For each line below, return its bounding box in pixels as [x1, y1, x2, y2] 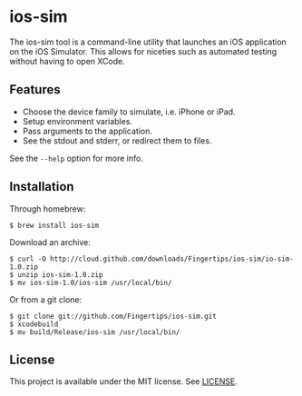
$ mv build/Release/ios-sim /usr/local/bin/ [9, 327, 180, 337]
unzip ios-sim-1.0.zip [17, 270, 103, 279]
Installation [9, 179, 74, 194]
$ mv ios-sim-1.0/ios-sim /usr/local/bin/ [9, 278, 172, 287]
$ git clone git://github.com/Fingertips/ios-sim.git [9, 312, 218, 321]
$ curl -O [9, 254, 47, 263]
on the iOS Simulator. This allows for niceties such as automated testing [9, 45, 278, 56]
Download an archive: [9, 236, 91, 247]
